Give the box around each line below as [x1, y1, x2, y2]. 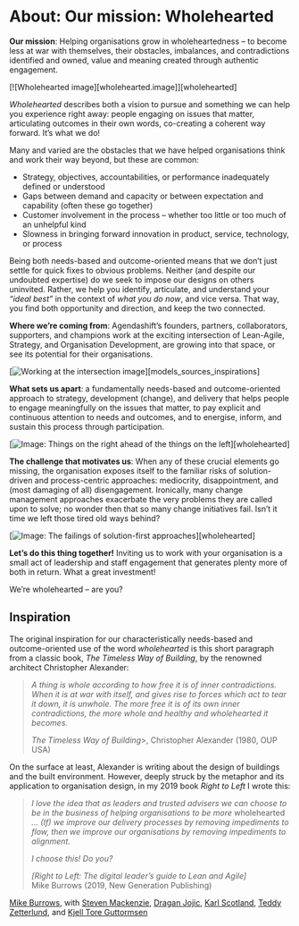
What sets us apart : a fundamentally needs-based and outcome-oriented [9, 383, 281, 394]
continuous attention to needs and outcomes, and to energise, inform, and [9, 411, 283, 422]
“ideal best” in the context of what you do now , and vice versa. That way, [9, 293, 279, 304]
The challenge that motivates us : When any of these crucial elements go [9, 456, 279, 467]
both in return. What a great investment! [9, 566, 156, 577]
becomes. [30, 717, 69, 728]
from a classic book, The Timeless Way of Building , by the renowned [9, 652, 262, 663]
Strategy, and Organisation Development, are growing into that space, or [9, 339, 276, 349]
